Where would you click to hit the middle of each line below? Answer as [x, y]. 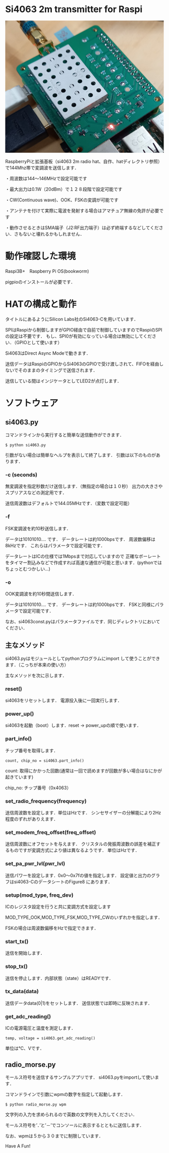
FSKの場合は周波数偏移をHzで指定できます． [52, 928]
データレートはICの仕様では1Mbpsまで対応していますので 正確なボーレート [83, 556]
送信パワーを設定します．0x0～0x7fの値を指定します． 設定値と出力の [78, 875]
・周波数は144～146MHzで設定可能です [46, 179]
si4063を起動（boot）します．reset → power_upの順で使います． [73, 726]
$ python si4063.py [26, 445]
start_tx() [17, 941]
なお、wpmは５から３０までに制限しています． [54, 1136]
